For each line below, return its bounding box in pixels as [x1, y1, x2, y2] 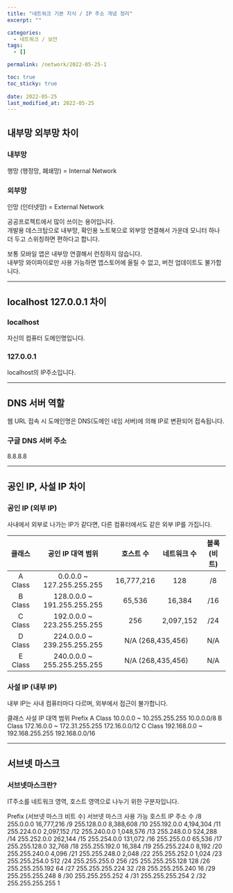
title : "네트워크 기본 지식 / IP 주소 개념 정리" [7, 10, 133, 17]
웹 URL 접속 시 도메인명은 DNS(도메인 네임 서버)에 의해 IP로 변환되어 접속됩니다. [7, 417, 225, 425]
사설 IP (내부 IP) [7, 682, 58, 691]
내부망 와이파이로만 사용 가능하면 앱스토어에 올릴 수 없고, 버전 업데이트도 [7, 259, 203, 267]
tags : [7, 42, 23, 49]
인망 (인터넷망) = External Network [7, 203, 104, 211]
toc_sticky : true [7, 80, 58, 87]
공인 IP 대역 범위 [47, 549, 98, 559]
